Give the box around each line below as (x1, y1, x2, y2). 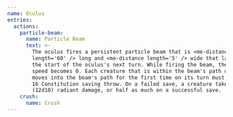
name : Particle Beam (25, 36, 85, 43)
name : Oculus (7, 10, 45, 17)
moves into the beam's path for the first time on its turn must (32, 74, 225, 81)
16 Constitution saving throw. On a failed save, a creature (32, 81, 213, 87)
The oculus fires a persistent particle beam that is (32, 49, 191, 56)
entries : (7, 17, 33, 23)
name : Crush (25, 100, 60, 107)
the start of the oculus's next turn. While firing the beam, (32, 61, 216, 68)
